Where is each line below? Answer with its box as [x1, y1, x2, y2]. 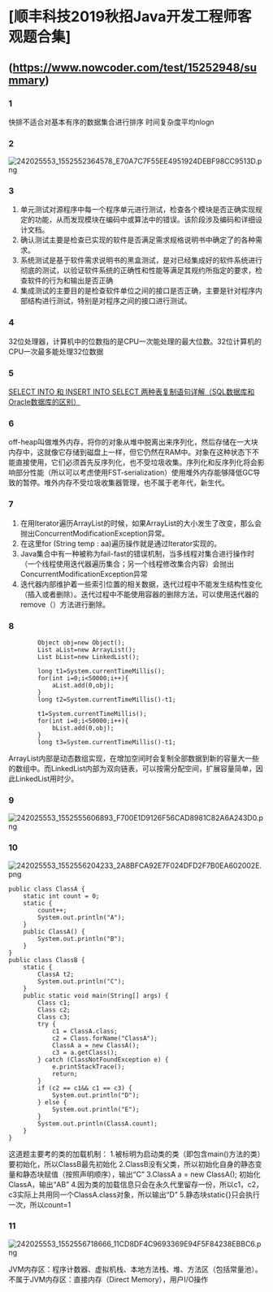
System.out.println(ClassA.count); [37, 1119, 158, 1128]
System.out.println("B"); [37, 934, 126, 943]
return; [51, 1069, 79, 1077]
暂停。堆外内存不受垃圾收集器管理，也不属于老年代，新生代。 [22, 478, 229, 488]
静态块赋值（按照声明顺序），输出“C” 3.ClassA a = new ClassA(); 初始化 [22, 1169, 261, 1179]
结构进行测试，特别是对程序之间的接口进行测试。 [27, 296, 192, 306]
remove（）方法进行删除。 [19, 599, 110, 609]
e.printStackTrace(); [51, 1062, 126, 1071]
